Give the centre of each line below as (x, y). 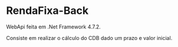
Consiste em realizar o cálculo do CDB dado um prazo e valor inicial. (89, 38)
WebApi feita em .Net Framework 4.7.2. (54, 27)
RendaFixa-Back (47, 11)
